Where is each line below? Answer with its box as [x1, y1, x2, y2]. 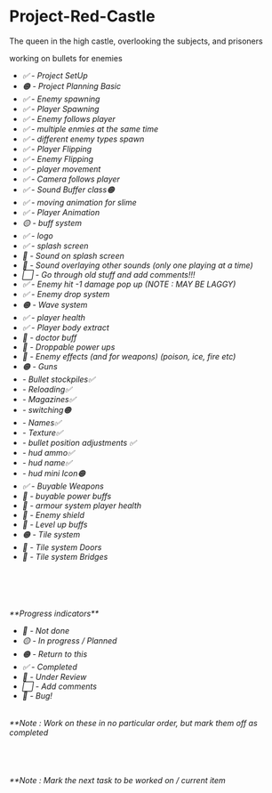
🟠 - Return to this [21, 648, 88, 659]
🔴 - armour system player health [21, 500, 142, 511]
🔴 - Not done [21, 625, 70, 635]
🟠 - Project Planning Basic [21, 80, 122, 91]
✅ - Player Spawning [21, 103, 100, 114]
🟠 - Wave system [21, 299, 88, 310]
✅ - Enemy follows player [21, 113, 116, 124]
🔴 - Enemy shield [21, 509, 85, 520]
